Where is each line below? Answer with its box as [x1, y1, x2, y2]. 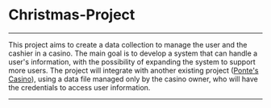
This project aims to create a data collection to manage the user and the [8, 39, 248, 49]
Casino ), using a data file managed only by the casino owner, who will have [8, 74, 258, 84]
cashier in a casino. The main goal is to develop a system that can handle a [8, 48, 258, 58]
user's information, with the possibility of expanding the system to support [8, 56, 256, 66]
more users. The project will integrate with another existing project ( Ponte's [8, 65, 259, 75]
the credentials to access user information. [8, 82, 151, 92]
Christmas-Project [8, 6, 135, 24]
